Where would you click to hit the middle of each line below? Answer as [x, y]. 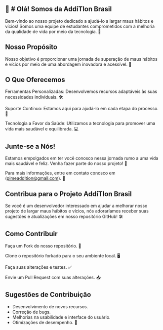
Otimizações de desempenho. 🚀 [45, 322]
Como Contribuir [31, 234]
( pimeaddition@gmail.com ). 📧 [35, 178]
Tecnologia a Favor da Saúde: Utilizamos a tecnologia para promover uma [80, 124]
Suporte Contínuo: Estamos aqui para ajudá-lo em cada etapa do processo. [82, 109]
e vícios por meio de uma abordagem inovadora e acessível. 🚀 [68, 64]
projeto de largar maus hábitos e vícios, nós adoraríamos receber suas [77, 211]
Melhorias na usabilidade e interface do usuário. [61, 317]
